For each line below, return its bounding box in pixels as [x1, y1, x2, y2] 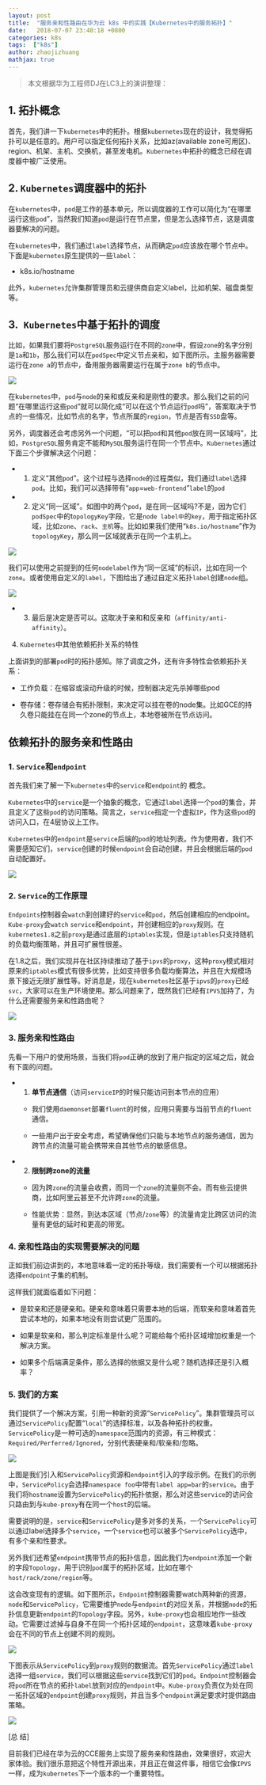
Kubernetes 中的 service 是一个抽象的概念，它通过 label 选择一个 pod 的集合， [8, 797, 249, 807]
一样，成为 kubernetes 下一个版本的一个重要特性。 [8, 1768, 169, 1778]
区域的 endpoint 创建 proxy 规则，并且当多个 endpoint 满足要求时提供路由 [28, 1691, 256, 1700]
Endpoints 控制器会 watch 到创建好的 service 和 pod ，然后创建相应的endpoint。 [8, 910, 255, 919]
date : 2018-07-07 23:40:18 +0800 [8, 26, 126, 34]
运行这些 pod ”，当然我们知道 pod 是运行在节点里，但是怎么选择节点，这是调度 [8, 214, 255, 223]
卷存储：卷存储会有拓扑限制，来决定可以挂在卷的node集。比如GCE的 [19, 700, 245, 709]
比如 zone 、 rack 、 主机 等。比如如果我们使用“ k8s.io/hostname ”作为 [45, 522, 256, 531]
